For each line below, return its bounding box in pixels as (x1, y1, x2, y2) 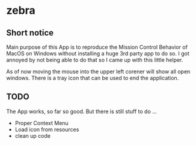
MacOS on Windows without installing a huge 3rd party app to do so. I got (6, 50, 189, 57)
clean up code (14, 132, 51, 139)
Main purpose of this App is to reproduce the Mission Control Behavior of (6, 43, 188, 51)
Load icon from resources (14, 126, 79, 133)
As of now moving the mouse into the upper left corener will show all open (6, 68, 191, 75)
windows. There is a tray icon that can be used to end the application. (6, 75, 179, 81)
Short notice (6, 28, 54, 38)
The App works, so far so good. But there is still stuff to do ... (6, 108, 158, 115)
